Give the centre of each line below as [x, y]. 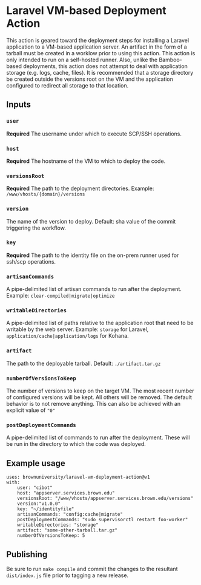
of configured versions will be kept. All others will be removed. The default [99, 397]
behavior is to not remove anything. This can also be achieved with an [93, 404]
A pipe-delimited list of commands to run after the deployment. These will [98, 437]
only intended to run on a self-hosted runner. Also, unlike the [82, 60]
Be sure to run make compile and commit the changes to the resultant [92, 569]
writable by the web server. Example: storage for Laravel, [77, 329]
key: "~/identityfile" [46, 509]
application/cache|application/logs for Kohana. [68, 336]
